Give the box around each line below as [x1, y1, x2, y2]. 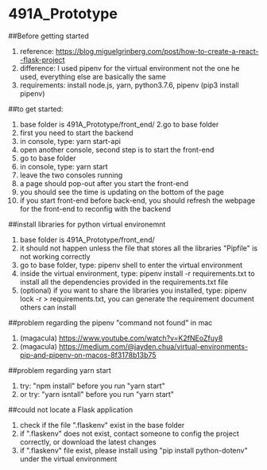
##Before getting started [8, 31, 90, 41]
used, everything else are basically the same [19, 72, 167, 81]
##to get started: [8, 104, 64, 114]
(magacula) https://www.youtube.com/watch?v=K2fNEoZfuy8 [19, 333, 223, 343]
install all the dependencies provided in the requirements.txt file [19, 277, 229, 286]
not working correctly [19, 251, 91, 261]
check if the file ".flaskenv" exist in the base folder [19, 420, 185, 429]
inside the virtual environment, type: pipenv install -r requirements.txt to [19, 268, 256, 278]
